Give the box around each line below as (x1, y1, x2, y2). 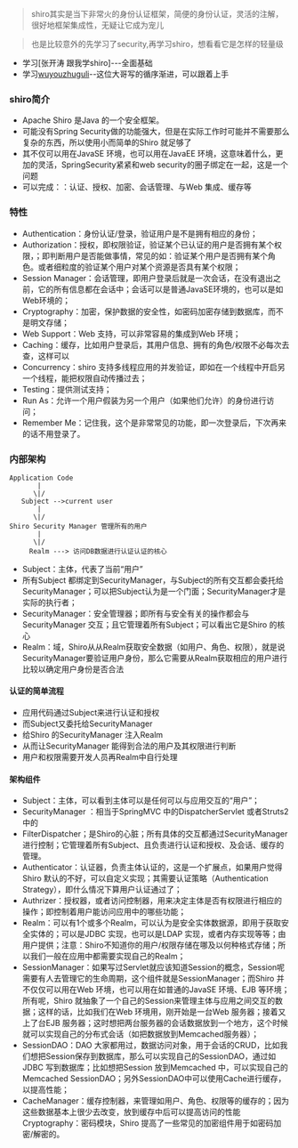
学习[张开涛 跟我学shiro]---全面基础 (21, 58, 153, 68)
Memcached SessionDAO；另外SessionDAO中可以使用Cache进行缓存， (21, 1073, 286, 1084)
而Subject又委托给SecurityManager (21, 718, 153, 729)
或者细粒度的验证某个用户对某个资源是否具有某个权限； (37, 262, 241, 272)
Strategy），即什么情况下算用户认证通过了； (21, 885, 182, 895)
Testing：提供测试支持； (21, 384, 113, 394)
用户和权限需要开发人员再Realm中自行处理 (21, 752, 178, 763)
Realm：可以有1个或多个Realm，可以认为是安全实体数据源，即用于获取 (21, 918, 282, 928)
